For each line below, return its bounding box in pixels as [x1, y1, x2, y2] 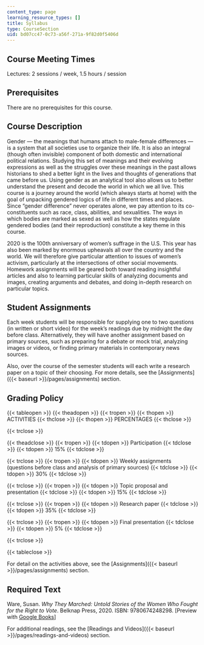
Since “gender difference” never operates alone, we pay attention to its [7, 202, 185, 210]
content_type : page [7, 9, 56, 15]
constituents [7, 208, 38, 216]
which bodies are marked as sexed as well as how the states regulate [7, 215, 180, 222]
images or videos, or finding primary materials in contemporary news [7, 344, 180, 352]
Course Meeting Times [7, 54, 95, 64]
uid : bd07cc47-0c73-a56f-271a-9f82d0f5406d [7, 32, 119, 38]
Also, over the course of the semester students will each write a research [7, 363, 190, 370]
